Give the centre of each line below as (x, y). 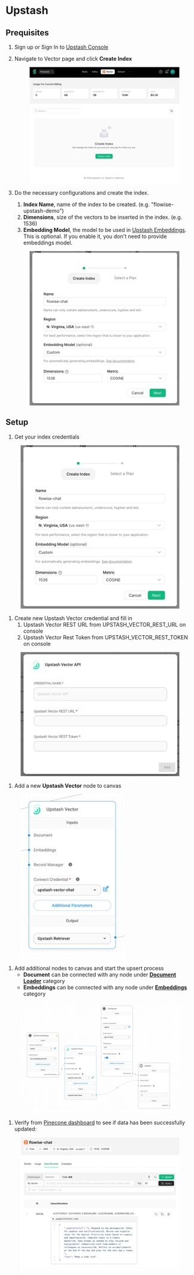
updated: (25, 1129)
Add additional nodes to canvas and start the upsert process (89, 968)
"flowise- (163, 204)
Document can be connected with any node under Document (100, 975)
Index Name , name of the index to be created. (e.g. (87, 204)
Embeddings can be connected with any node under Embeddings (105, 987)
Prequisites (27, 33)
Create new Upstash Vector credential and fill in (73, 618)
